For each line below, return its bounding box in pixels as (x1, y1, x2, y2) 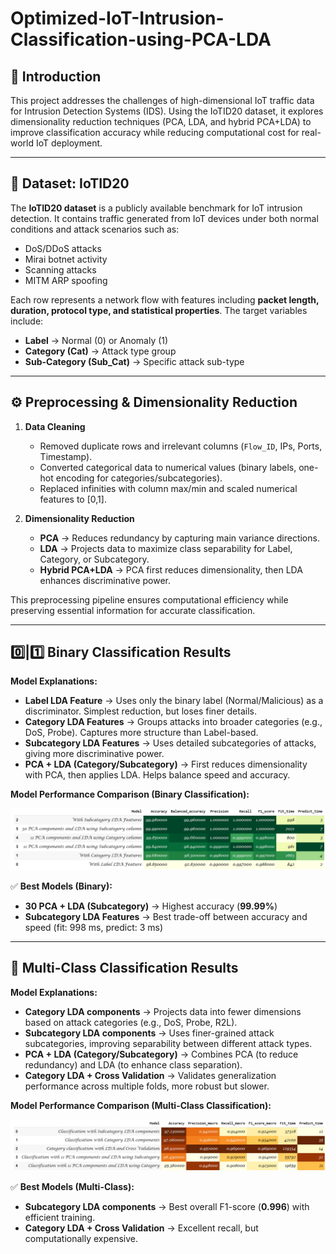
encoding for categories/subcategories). (55, 472, 223, 484)
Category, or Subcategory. (39, 553, 150, 565)
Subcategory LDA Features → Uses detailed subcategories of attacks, (24, 737, 317, 749)
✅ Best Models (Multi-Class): (10, 1181, 135, 1193)
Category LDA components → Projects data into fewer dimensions (24, 1005, 302, 1017)
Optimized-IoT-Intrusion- (10, 7, 225, 30)
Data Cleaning (24, 420, 86, 432)
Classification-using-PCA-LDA (10, 28, 272, 51)
